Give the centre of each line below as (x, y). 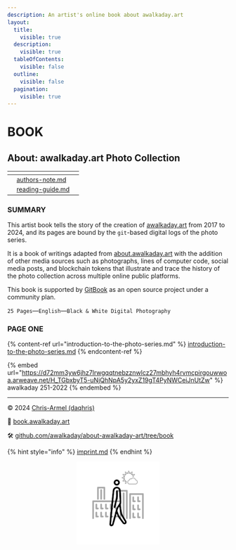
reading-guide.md (43, 189)
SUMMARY (27, 210)
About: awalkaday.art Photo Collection (94, 158)
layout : (19, 22)
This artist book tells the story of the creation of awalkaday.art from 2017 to (116, 225)
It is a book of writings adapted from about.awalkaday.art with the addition (115, 254)
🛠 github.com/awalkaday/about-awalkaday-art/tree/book (91, 435)
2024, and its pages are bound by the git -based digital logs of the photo (113, 233)
